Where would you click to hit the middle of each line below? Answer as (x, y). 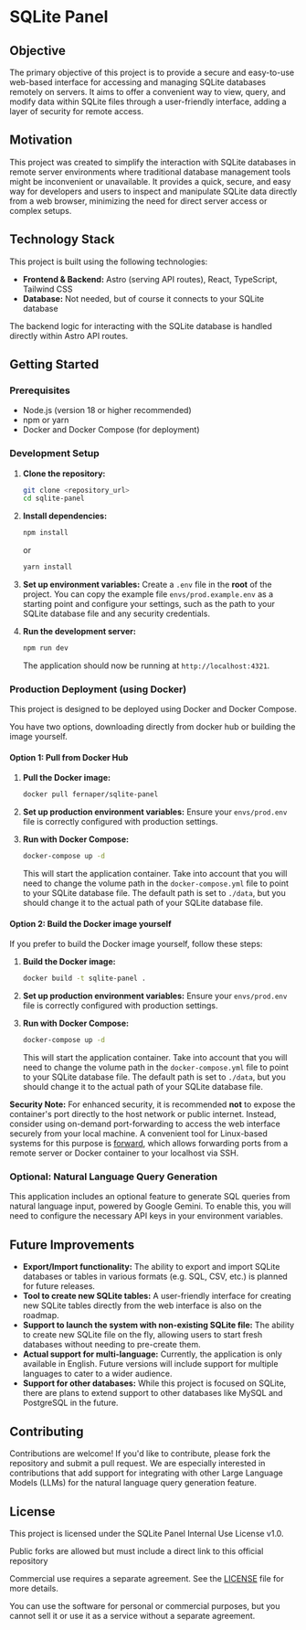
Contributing (47, 1431)
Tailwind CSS (47, 289)
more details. (34, 1588)
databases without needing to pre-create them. (111, 1345)
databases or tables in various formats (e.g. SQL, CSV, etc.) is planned (155, 1276)
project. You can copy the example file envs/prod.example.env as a (148, 594)
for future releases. (59, 1286)
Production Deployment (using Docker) (98, 689)
